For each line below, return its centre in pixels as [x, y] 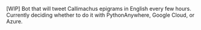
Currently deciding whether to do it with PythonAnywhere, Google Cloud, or [101, 15]
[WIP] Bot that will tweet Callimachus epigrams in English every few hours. [99, 9]
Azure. [14, 21]
